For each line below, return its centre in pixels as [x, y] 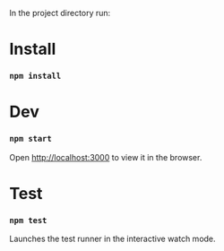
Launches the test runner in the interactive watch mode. [113, 239]
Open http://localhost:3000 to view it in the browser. [106, 157]
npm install [35, 76]
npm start [30, 139]
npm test [28, 220]
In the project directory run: [60, 13]
